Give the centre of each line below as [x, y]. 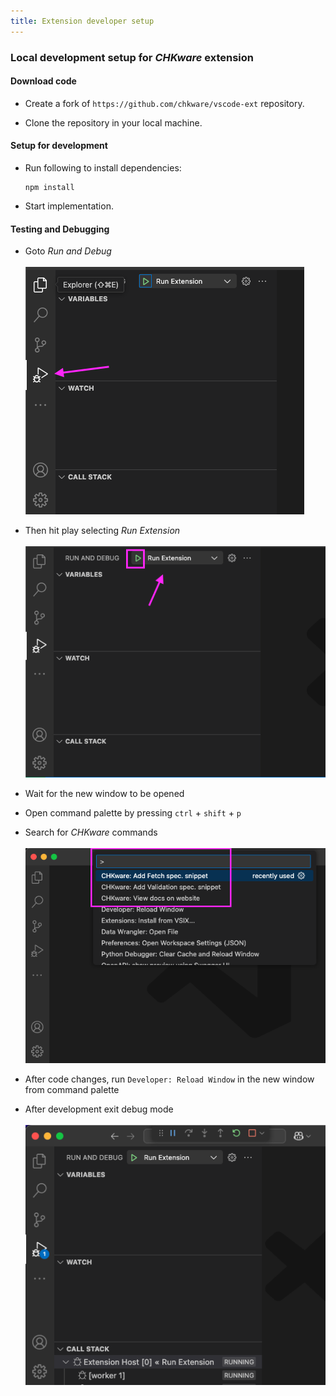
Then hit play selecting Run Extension [102, 531]
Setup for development [59, 146]
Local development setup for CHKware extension [132, 57]
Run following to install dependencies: [103, 167]
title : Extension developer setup [82, 21]
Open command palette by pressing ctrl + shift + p [133, 812]
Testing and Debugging [60, 229]
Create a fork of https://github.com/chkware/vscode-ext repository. [164, 103]
